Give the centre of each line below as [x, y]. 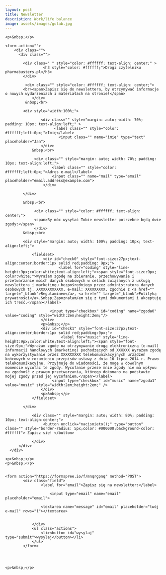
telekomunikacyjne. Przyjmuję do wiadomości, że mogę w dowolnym [74, 363]
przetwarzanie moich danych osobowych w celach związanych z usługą [78, 281]
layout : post [19, 10]
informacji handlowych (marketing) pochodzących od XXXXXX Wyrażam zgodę [83, 350]
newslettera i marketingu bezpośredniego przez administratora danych [80, 285]
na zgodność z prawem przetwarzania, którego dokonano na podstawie [78, 372]
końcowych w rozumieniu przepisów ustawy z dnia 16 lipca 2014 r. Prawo [82, 359]
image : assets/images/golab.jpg [39, 24]
